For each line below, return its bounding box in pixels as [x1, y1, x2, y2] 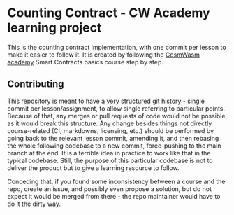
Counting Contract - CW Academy [7, 5, 211, 21]
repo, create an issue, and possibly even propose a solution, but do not [7, 184, 212, 193]
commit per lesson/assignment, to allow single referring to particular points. [7, 104, 226, 113]
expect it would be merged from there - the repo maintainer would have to [7, 192, 221, 200]
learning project [7, 20, 102, 36]
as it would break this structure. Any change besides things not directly [7, 119, 212, 127]
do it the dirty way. [7, 200, 61, 208]
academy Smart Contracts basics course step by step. [7, 57, 164, 66]
